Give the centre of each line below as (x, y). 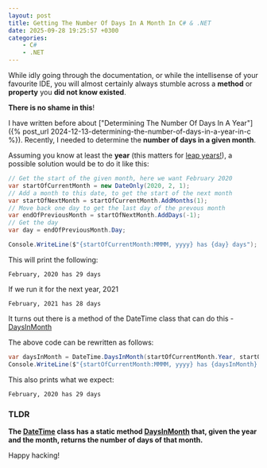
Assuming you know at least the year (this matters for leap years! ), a (120, 155)
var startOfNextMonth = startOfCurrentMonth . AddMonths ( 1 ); (108, 201)
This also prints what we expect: (61, 380)
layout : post (30, 16)
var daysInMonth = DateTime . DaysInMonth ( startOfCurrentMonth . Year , (122, 357)
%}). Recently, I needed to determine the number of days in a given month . (132, 140)
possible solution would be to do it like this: (79, 164)
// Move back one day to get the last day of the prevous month (117, 208)
